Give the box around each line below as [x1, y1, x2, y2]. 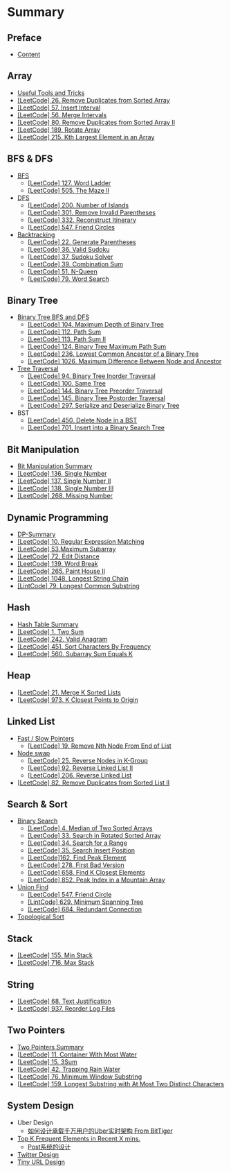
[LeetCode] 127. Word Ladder [27, 178, 111, 187]
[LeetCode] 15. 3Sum [17, 1057, 77, 1065]
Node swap [17, 748, 50, 757]
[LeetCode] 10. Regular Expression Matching [17, 538, 145, 546]
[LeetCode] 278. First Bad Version [27, 861, 124, 869]
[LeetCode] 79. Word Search [27, 275, 109, 283]
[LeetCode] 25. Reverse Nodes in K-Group [27, 756, 149, 764]
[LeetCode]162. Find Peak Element [27, 854, 127, 862]
